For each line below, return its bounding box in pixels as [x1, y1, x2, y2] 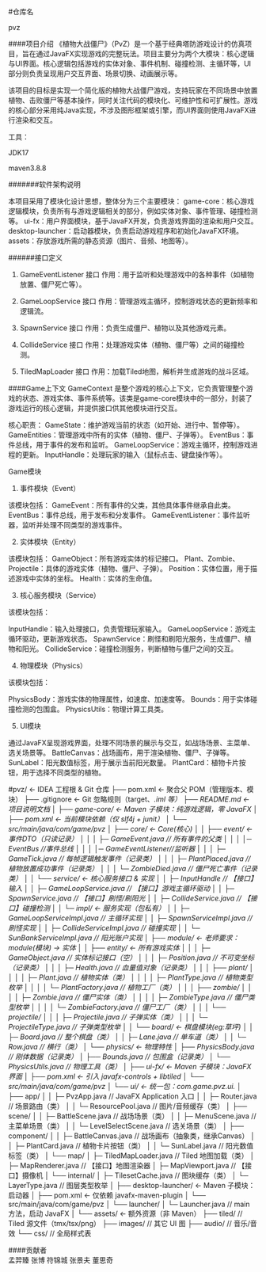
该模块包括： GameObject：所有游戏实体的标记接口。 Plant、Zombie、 [8, 554, 240, 563]
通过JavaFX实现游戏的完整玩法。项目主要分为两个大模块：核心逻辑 [35, 49, 255, 58]
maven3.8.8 [8, 163, 47, 173]
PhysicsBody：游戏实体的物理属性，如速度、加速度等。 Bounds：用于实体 [8, 695, 251, 703]
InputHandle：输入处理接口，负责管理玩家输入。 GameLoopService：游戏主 [8, 624, 256, 634]
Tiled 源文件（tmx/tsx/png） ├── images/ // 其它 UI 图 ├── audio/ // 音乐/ [8, 1219, 251, 1228]
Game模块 [8, 467, 42, 476]
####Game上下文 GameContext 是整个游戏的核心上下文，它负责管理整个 [8, 383, 247, 393]
